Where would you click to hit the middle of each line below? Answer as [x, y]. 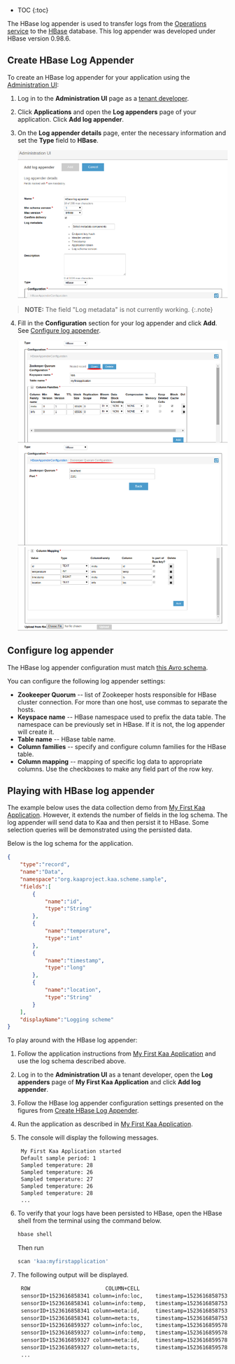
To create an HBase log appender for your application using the [99, 77]
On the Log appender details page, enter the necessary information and [121, 133]
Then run [30, 1248]
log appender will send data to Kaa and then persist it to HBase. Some [108, 823]
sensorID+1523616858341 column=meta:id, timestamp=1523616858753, [126, 1311]
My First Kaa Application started [71, 1151]
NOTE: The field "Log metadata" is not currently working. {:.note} [119, 309]
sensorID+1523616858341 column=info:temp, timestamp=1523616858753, [126, 1303]
